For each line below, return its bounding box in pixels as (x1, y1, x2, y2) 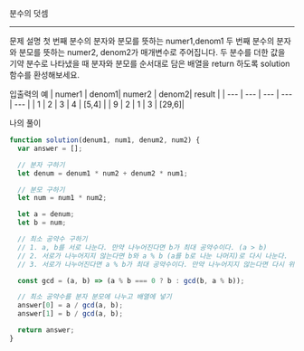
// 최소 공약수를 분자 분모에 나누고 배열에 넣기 (17, 292, 172, 301)
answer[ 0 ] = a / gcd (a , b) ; (17, 301, 124, 310)
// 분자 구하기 (17, 160, 65, 169)
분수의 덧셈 (9, 8, 49, 18)
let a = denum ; (17, 210, 75, 219)
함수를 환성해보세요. (9, 70, 80, 80)
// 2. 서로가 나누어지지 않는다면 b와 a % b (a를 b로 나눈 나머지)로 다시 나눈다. (17, 251, 289, 261)
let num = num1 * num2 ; (17, 194, 107, 203)
